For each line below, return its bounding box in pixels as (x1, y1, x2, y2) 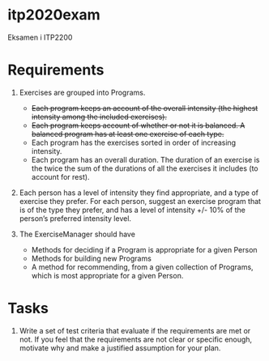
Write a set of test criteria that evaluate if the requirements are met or (19, 325, 251, 335)
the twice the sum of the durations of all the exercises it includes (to (31, 164, 258, 173)
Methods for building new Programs (31, 253, 152, 263)
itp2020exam (7, 6, 100, 24)
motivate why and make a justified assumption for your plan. (19, 342, 221, 353)
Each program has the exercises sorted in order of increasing (31, 138, 237, 147)
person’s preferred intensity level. (19, 213, 131, 223)
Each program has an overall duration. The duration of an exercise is (31, 155, 260, 164)
